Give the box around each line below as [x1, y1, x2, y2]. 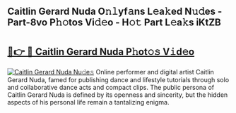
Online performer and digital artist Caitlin [95, 68, 214, 76]
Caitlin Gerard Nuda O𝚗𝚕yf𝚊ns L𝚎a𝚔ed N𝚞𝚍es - [7, 6, 223, 18]
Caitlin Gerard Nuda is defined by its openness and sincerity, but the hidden [7, 91, 228, 99]
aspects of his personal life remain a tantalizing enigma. [7, 98, 170, 106]
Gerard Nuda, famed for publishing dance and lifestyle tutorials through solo [7, 76, 230, 84]
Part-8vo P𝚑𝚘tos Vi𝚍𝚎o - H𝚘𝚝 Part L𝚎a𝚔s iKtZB [7, 17, 221, 29]
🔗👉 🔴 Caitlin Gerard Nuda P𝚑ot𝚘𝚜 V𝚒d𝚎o [7, 46, 195, 58]
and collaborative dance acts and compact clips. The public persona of [7, 84, 214, 91]
